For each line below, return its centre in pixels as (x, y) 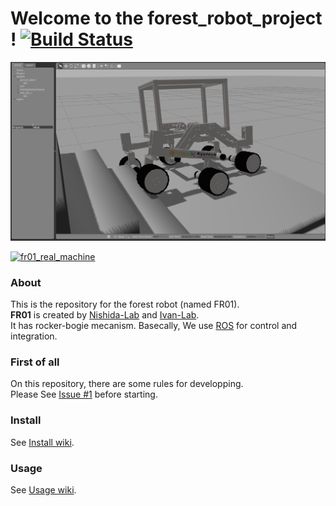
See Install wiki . (42, 442)
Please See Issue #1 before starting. (84, 394)
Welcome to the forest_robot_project (166, 18)
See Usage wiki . (43, 490)
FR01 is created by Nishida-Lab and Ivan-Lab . (105, 315)
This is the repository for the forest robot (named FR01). (125, 304)
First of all (35, 362)
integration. (34, 336)
